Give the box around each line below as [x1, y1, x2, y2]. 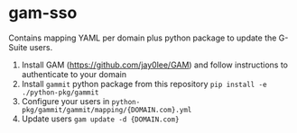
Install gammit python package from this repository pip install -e [21, 78, 267, 89]
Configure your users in [21, 95, 110, 106]
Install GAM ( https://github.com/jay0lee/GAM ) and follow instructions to [21, 59, 288, 70]
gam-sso [8, 3, 78, 23]
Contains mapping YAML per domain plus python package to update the [8, 32, 277, 43]
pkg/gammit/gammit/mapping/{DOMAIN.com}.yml [21, 105, 192, 114]
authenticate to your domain [21, 68, 127, 79]
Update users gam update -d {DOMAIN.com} [21, 113, 180, 124]
